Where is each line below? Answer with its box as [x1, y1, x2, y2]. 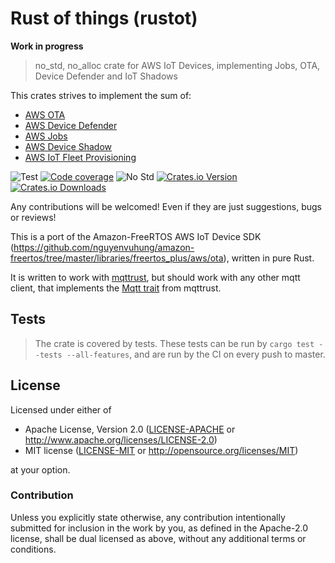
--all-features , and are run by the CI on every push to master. [66, 348, 326, 360]
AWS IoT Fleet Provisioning [24, 151, 137, 163]
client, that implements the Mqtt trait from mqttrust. [10, 282, 222, 294]
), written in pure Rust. [223, 252, 315, 264]
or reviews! [10, 211, 57, 223]
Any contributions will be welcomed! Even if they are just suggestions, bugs [10, 200, 322, 212]
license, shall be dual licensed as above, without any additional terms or [10, 532, 307, 544]
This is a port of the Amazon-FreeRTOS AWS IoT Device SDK [10, 230, 262, 242]
